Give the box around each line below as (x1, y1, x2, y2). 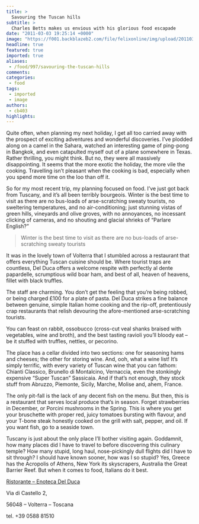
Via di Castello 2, (6, 490, 47, 497)
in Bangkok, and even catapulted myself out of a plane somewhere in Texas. (6, 149, 192, 156)
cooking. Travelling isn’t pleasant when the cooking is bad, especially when (6, 167, 190, 175)
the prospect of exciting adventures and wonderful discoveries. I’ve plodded (6, 136, 192, 143)
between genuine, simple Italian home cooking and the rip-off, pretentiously (6, 301, 191, 308)
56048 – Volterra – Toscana (6, 501, 74, 508)
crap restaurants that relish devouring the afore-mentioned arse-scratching (6, 307, 190, 314)
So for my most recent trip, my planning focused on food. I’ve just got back (6, 185, 190, 192)
